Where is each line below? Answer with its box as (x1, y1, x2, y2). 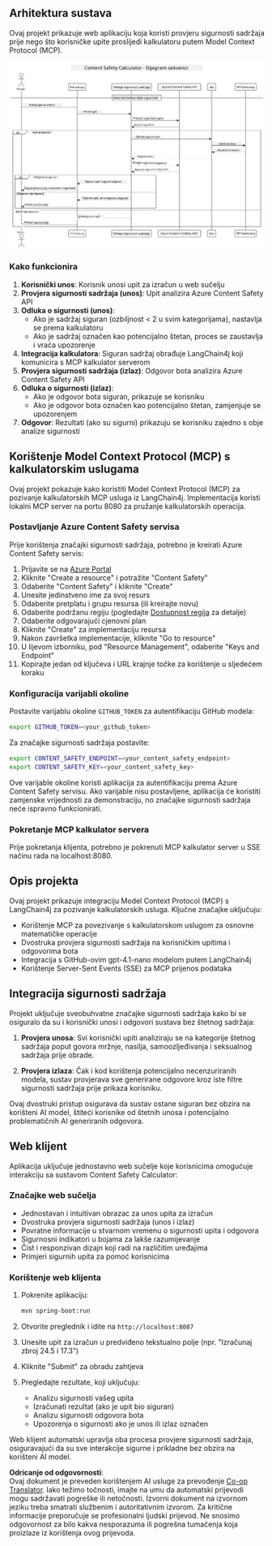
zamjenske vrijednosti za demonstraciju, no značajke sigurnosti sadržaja (9, 795, 251, 804)
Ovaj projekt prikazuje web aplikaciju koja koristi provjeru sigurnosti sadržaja (9, 28, 265, 37)
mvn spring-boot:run (20, 1307, 91, 1316)
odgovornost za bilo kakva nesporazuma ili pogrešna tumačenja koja (9, 1519, 238, 1529)
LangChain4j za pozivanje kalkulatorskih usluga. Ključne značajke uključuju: (9, 904, 262, 914)
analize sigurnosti (20, 426, 80, 436)
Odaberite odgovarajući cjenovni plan (20, 616, 147, 626)
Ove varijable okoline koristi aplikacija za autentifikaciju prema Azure (9, 777, 238, 787)
